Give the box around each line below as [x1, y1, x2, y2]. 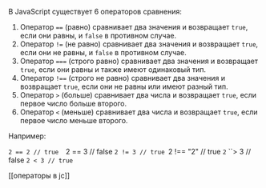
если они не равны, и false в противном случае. [19, 48, 187, 57]
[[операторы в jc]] [8, 171, 71, 180]
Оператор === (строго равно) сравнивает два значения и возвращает [19, 56, 259, 66]
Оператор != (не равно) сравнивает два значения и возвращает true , [19, 39, 259, 49]
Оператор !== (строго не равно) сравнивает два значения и [19, 74, 226, 82]
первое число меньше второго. [19, 116, 128, 125]
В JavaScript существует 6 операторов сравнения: [8, 7, 183, 16]
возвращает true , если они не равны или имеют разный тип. [19, 82, 228, 91]
